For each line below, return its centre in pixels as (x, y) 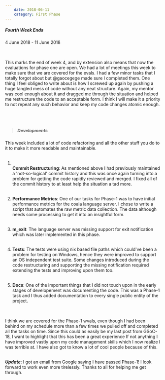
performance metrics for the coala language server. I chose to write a (83, 204)
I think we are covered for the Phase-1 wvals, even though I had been (75, 321)
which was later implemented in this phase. (56, 234)
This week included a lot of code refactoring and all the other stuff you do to (82, 143)
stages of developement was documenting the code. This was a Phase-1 (86, 290)
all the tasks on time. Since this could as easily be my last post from (74, 332)
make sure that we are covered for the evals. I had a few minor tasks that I (80, 73)
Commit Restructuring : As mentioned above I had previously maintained (86, 168)
